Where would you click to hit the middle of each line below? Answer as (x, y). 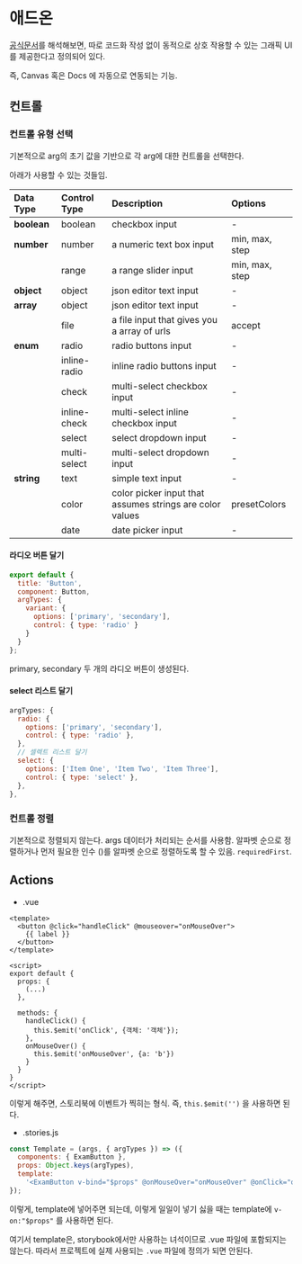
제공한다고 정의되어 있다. (62, 56)
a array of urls (141, 331)
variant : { (46, 608)
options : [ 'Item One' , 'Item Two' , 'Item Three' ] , (122, 769)
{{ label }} (48, 934)
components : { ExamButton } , (72, 1157)
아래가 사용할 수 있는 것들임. (58, 175)
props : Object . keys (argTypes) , (76, 1166)
